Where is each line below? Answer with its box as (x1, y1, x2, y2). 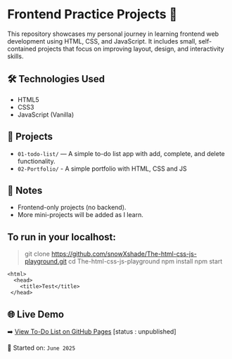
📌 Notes (7, 184, 43, 196)
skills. (7, 52, 24, 60)
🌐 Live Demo (7, 308, 65, 320)
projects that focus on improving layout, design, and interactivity (37, 44, 225, 53)
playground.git (24, 257, 67, 266)
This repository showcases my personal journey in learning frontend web (7, 30, 219, 38)
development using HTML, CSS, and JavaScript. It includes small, (7, 37, 197, 45)
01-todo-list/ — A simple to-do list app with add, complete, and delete (17, 149, 225, 157)
